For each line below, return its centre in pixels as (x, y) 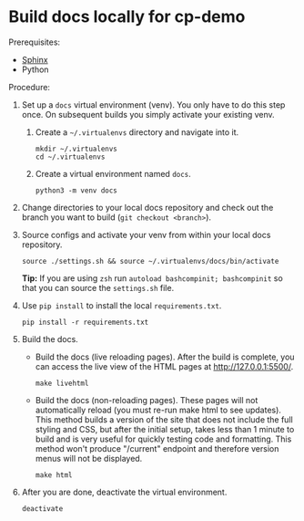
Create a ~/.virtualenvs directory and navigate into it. (137, 132)
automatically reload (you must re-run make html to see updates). (158, 410)
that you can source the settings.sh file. (98, 287)
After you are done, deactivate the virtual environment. (124, 492)
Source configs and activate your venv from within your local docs (146, 234)
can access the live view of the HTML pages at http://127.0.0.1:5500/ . (164, 366)
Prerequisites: (35, 42)
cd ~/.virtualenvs (70, 157)
